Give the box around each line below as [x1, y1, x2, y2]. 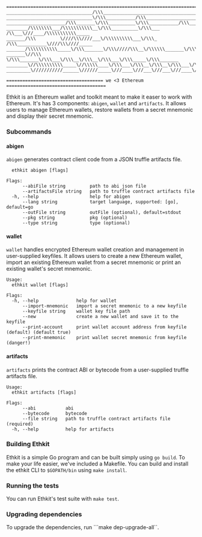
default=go [6, 204, 34, 210]
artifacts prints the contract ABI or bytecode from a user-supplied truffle [6, 366, 189, 373]
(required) [6, 421, 34, 427]
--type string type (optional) [22, 220, 130, 226]
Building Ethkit [6, 440, 50, 449]
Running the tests [6, 481, 59, 489]
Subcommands [6, 127, 52, 136]
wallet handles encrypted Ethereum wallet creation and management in [6, 246, 185, 253]
